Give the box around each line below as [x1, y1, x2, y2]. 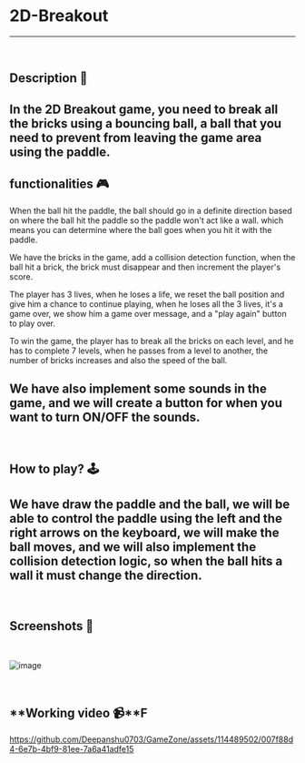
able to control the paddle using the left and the [9, 511, 283, 526]
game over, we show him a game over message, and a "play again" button [9, 308, 288, 319]
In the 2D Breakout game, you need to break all [9, 101, 279, 117]
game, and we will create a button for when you [9, 395, 283, 411]
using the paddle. [9, 144, 111, 159]
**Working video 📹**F [9, 705, 148, 720]
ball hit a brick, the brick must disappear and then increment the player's [9, 261, 281, 272]
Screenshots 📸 [9, 618, 94, 634]
